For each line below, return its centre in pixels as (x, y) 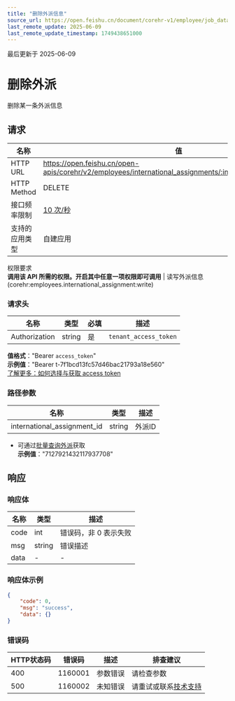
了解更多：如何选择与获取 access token (64, 373)
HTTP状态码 (31, 660)
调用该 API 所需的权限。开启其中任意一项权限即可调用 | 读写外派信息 (106, 276)
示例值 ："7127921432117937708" (65, 454)
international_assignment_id (57, 426)
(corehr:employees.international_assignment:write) (80, 284)
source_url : (24, 20)
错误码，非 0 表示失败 (95, 533)
